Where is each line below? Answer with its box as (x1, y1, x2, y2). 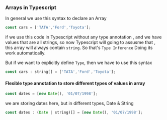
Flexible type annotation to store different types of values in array (5, 80, 145, 86)
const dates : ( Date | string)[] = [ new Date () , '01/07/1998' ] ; (5, 110, 143, 115)
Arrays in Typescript (5, 4, 57, 11)
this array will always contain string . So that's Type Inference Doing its (5, 44, 153, 51)
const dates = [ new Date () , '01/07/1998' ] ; (5, 91, 98, 96)
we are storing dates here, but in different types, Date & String (5, 100, 134, 106)
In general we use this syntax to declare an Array (5, 15, 107, 21)
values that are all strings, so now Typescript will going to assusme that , (5, 39, 156, 45)
